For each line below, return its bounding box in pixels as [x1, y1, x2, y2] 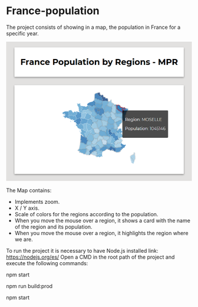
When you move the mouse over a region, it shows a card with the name [14, 217, 190, 224]
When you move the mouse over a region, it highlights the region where [14, 229, 189, 236]
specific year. [6, 29, 39, 37]
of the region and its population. [14, 223, 93, 230]
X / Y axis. [14, 204, 40, 212]
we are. [14, 236, 34, 243]
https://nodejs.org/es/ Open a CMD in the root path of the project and [6, 253, 175, 260]
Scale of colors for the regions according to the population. [14, 210, 159, 217]
